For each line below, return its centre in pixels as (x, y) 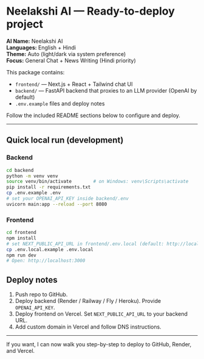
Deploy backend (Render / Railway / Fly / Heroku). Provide (88, 301)
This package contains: (36, 72)
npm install (21, 238)
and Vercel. (21, 351)
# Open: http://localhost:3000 (46, 261)
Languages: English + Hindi (41, 48)
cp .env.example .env (34, 193)
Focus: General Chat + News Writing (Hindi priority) (71, 60)
